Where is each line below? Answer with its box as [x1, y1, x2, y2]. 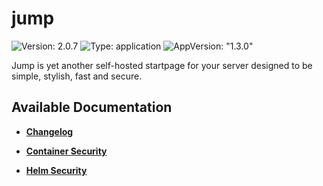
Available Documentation [11, 99, 173, 116]
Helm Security [25, 164, 88, 176]
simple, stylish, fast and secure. [11, 70, 143, 82]
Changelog [25, 125, 74, 137]
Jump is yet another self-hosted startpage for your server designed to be [11, 59, 313, 71]
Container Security [25, 145, 108, 157]
